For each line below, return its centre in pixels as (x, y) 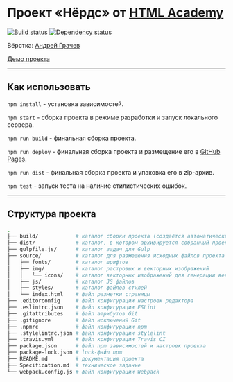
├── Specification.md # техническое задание (74, 365)
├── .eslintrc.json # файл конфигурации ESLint (82, 307)
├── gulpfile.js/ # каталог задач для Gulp (79, 250)
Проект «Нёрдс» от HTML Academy (115, 13)
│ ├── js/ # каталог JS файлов (71, 281)
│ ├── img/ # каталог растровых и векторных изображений (108, 268)
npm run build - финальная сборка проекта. (72, 138)
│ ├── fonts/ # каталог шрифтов (68, 262)
